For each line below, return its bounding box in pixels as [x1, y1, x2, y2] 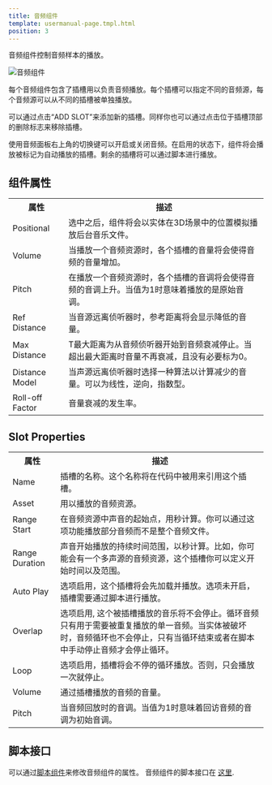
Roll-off [12, 392, 43, 403]
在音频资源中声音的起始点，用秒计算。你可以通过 [60, 513, 247, 524]
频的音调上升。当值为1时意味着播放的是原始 [68, 284, 236, 295]
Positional [12, 222, 50, 234]
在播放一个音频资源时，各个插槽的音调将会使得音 [68, 272, 255, 283]
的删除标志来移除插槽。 [8, 123, 87, 132]
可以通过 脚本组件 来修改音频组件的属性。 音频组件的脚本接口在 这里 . [8, 767, 235, 777]
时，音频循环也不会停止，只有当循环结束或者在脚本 [60, 632, 255, 643]
